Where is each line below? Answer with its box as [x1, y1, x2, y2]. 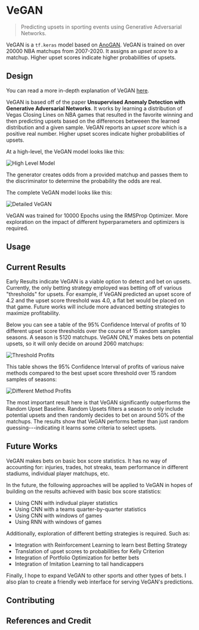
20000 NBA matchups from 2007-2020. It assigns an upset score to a [6, 47, 178, 54]
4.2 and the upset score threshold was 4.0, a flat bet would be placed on [6, 297, 185, 304]
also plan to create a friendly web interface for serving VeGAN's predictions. [6, 578, 194, 585]
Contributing [6, 595, 55, 606]
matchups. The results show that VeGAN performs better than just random [6, 417, 189, 425]
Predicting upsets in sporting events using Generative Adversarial [20, 23, 182, 30]
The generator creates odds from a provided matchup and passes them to [6, 171, 188, 178]
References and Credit [6, 616, 91, 626]
